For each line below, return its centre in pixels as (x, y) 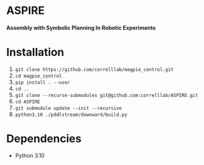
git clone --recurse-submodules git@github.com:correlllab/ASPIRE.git (107, 95)
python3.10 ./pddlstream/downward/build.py (71, 115)
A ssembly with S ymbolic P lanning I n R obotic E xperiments (81, 27)
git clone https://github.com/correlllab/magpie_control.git (94, 69)
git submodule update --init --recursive (68, 108)
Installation (35, 52)
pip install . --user (42, 82)
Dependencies (44, 139)
